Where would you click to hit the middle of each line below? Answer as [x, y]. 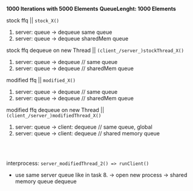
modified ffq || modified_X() [41, 80]
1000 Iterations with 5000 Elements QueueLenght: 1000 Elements [91, 9]
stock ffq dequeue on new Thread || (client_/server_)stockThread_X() [95, 50]
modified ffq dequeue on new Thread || [55, 110]
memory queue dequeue [46, 181]
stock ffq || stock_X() [33, 20]
